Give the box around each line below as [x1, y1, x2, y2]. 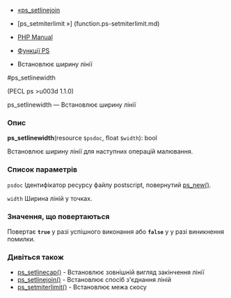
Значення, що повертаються [7, 211, 110, 221]
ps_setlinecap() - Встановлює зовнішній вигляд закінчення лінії [17, 268, 205, 276]
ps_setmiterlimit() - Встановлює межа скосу [17, 283, 148, 292]
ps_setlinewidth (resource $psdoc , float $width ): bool [7, 134, 158, 142]
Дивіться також [7, 252, 64, 262]
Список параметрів [7, 165, 78, 174]
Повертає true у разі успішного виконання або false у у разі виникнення [7, 227, 225, 236]
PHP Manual [17, 33, 54, 41]
